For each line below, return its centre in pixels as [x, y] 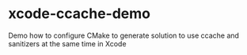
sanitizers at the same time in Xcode [67, 43]
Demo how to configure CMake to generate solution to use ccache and [124, 35]
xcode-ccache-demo [79, 14]
